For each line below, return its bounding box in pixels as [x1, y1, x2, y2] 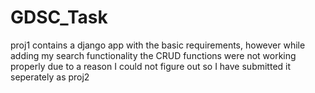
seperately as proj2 [10, 71, 90, 83]
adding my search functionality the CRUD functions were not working [10, 49, 297, 61]
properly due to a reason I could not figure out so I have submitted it [10, 60, 292, 72]
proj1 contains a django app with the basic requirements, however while [10, 39, 306, 51]
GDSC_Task [10, 6, 108, 29]
